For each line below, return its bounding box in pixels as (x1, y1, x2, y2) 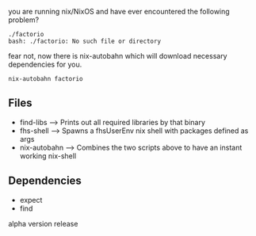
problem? (8, 15, 40, 25)
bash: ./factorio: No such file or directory (8, 37, 161, 45)
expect (19, 195, 43, 204)
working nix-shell (19, 150, 77, 161)
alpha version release (8, 219, 78, 228)
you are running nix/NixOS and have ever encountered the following (8, 7, 230, 16)
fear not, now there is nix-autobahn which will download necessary (8, 51, 227, 60)
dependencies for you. (8, 59, 82, 69)
